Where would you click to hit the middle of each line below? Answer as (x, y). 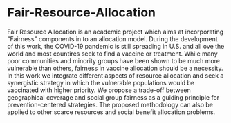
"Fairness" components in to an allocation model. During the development (112, 38)
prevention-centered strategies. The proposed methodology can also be (110, 104)
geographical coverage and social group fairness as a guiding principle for (113, 97)
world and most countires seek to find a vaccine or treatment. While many (112, 54)
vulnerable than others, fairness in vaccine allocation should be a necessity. (115, 68)
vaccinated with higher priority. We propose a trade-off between (99, 90)
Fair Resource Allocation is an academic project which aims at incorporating (115, 32)
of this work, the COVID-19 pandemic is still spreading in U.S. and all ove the (116, 46)
